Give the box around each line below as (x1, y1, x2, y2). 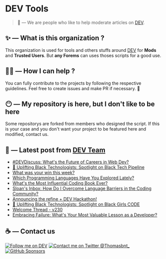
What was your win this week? (12, 170, 75, 176)
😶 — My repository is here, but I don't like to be (5, 100, 155, 108)
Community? (12, 191, 39, 197)
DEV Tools (5, 3, 49, 14)
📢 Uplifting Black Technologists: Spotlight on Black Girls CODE (12, 201, 140, 207)
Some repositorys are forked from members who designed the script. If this (5, 121, 160, 127)
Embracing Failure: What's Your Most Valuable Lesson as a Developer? (12, 212, 158, 218)
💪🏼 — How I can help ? (5, 67, 76, 75)
